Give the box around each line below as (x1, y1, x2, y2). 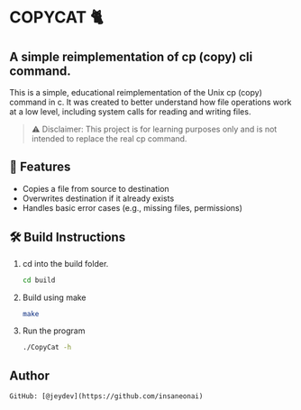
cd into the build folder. (22, 258, 109, 269)
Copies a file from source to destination (22, 183, 169, 194)
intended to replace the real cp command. (31, 133, 187, 144)
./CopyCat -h (22, 343, 72, 352)
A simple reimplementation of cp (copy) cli (9, 49, 253, 64)
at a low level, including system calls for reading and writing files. (9, 106, 251, 117)
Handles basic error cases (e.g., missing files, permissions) (22, 202, 243, 213)
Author (9, 368, 50, 383)
